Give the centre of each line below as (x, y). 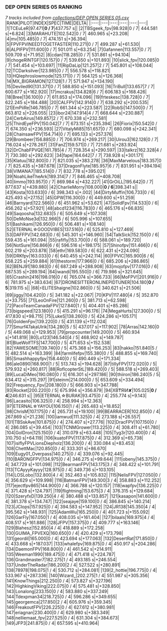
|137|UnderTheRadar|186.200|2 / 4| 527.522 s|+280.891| (63, 565)
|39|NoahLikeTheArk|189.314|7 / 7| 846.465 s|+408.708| (63, 177)
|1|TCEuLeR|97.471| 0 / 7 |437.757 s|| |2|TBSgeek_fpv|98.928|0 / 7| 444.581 (81, 28)
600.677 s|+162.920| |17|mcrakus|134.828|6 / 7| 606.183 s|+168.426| (76, 92)
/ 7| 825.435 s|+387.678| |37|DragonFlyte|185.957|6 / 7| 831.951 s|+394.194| (83, 166)
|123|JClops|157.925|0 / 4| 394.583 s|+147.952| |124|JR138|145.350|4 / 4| (81, 507)
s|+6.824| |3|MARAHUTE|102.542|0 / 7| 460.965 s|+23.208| (67, 34)
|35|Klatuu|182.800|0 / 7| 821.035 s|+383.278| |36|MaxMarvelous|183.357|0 (83, 161)
